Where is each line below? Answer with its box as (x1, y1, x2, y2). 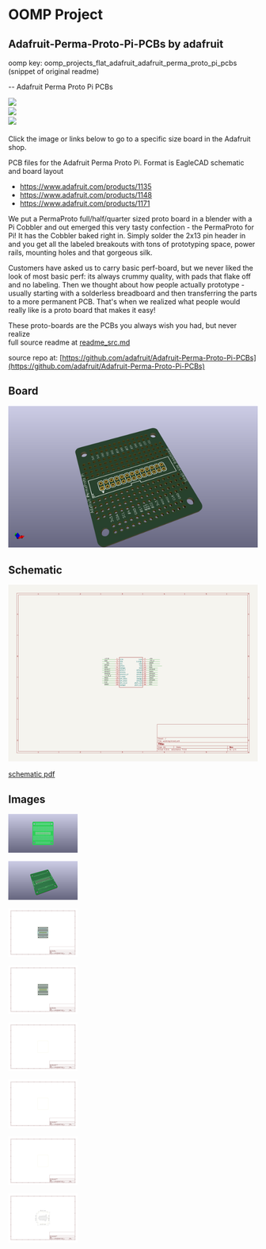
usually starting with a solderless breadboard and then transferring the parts (8, 288, 257, 298)
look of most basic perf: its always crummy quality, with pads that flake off (8, 272, 251, 281)
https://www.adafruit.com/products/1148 (19, 191, 153, 199)
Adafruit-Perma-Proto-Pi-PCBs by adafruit (8, 37, 224, 51)
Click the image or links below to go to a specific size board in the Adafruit (8, 134, 251, 144)
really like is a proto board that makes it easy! (8, 306, 156, 314)
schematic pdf (8, 769, 55, 779)
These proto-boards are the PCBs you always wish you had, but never (8, 321, 237, 330)
